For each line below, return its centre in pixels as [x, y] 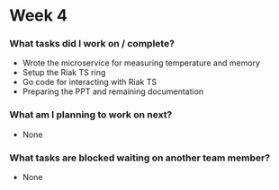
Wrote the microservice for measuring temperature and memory [141, 63]
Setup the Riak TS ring [64, 73]
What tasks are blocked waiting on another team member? [140, 158]
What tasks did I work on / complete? [92, 44]
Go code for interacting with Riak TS [90, 82]
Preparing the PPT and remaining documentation [113, 91]
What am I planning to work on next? [91, 115]
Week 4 [38, 16]
